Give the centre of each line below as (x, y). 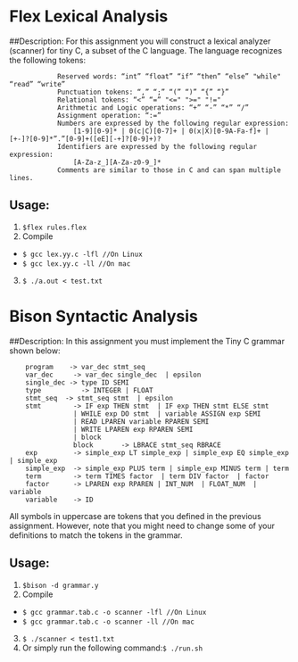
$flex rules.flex (54, 228)
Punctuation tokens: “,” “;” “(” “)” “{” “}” (143, 92)
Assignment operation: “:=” (109, 115)
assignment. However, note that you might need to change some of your (142, 525)
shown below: (35, 351)
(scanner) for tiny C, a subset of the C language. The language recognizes (146, 50)
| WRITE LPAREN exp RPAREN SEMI (133, 429)
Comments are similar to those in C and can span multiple (169, 170)
